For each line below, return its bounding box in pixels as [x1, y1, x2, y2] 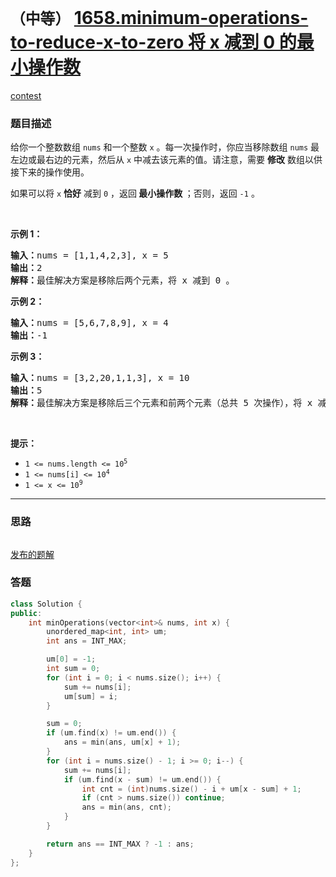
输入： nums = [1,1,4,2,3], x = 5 [10, 250, 169, 261]
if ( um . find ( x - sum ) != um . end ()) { [63, 774, 222, 785]
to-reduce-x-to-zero [10, 31, 185, 54]
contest [10, 89, 42, 101]
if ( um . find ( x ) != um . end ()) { [46, 728, 177, 738]
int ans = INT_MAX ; [46, 636, 128, 646]
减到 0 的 [223, 31, 297, 54]
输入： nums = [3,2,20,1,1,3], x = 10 [10, 372, 190, 384]
